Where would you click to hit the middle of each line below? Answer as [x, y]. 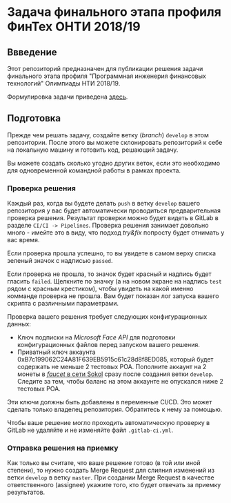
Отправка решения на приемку [63, 448]
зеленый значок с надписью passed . [60, 261]
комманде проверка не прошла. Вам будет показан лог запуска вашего [113, 296]
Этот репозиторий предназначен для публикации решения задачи [105, 69]
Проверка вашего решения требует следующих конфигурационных [107, 317]
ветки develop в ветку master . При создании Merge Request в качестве [111, 477]
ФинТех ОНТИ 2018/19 [74, 27]
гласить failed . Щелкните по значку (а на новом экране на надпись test [114, 282]
